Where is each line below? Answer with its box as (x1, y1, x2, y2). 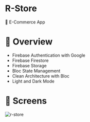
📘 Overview (5, 36, 53, 47)
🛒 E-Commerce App (5, 19, 45, 25)
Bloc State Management (12, 68, 61, 74)
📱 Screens (5, 96, 47, 106)
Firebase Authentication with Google (12, 52, 86, 58)
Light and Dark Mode (12, 78, 54, 84)
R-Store (5, 3, 37, 14)
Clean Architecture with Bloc (12, 73, 70, 79)
